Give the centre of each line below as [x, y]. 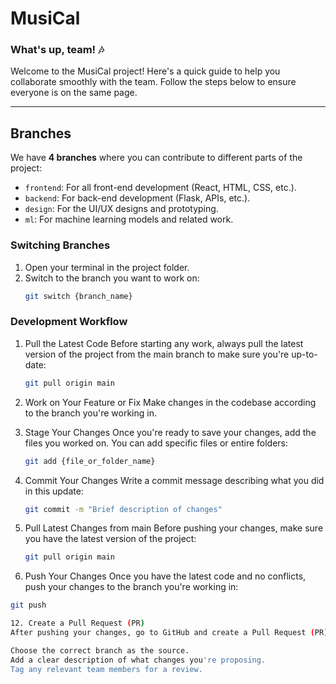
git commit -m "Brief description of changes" [123, 509]
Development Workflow [69, 322]
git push [28, 605]
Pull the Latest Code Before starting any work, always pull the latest [164, 343]
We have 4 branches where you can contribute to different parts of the [156, 158]
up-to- [304, 354]
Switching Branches [60, 245]
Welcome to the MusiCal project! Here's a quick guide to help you [145, 71]
